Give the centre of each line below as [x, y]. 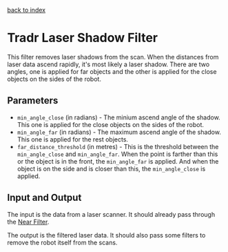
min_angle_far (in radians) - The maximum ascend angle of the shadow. [119, 132]
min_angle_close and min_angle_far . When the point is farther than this [117, 154]
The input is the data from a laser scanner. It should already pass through [111, 214]
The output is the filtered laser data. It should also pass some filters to [106, 235]
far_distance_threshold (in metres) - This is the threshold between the [118, 146]
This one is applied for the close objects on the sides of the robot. [111, 124]
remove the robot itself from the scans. [62, 242]
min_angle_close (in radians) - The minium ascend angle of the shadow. [118, 117]
